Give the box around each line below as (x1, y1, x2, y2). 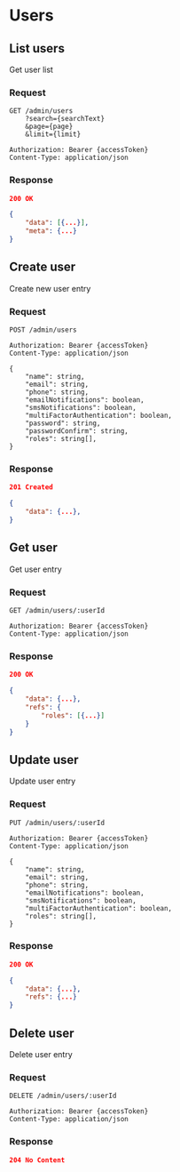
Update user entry (9, 775, 76, 787)
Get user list (9, 64, 53, 75)
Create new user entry (9, 283, 91, 293)
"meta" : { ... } (25, 227, 77, 236)
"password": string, (25, 419, 101, 428)
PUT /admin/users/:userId (9, 818, 105, 827)
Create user (9, 260, 76, 275)
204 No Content (9, 1155, 66, 1165)
